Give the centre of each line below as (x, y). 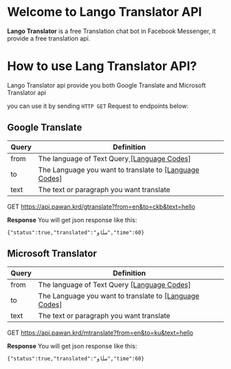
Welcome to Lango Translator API (104, 12)
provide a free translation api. (49, 38)
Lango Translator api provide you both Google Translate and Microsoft (107, 85)
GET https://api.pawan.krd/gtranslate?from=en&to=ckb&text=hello (101, 207)
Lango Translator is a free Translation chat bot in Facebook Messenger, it (112, 31)
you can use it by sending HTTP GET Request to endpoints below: (98, 106)
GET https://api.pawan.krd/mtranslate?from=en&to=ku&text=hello (100, 333)
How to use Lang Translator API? (102, 66)
